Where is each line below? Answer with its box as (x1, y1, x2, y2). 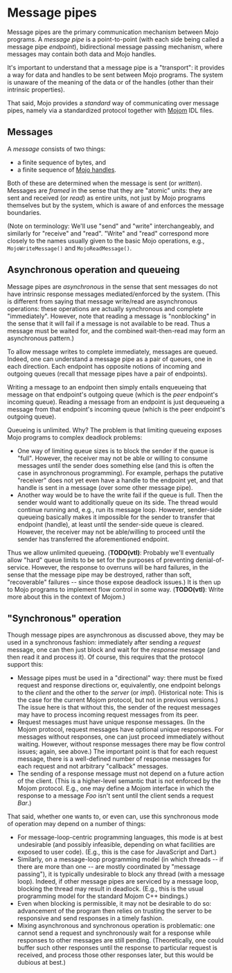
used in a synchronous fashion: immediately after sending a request (7, 638, 201, 647)
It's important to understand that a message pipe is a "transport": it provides (7, 63, 225, 71)
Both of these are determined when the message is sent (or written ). (7, 179, 203, 187)
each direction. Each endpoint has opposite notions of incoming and (7, 362, 202, 370)
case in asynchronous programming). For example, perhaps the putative (17, 468, 224, 477)
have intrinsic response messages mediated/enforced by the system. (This (7, 290, 220, 298)
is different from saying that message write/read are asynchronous (7, 297, 198, 306)
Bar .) (17, 799, 32, 807)
